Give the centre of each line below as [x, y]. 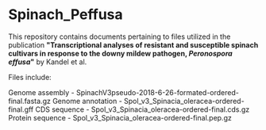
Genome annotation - [88, 101]
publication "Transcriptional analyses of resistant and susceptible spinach [133, 44]
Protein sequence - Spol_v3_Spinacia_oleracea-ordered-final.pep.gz [120, 117]
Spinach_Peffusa [66, 15]
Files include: [30, 77]
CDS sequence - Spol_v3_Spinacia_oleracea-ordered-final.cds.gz [143, 109]
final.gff [21, 109]
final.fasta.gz [30, 101]
